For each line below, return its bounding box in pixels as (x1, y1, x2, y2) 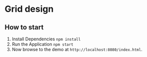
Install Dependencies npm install (11, 36, 81, 42)
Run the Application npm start (11, 41, 73, 47)
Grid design (4, 3, 54, 15)
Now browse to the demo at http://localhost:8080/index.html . (11, 47, 143, 52)
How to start (4, 23, 44, 31)
